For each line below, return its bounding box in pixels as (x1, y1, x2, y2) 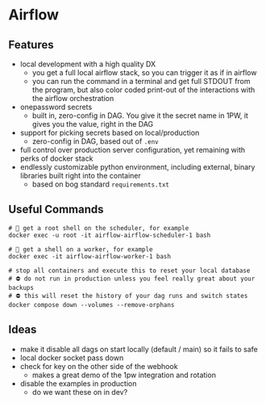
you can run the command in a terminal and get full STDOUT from (31, 77, 251, 86)
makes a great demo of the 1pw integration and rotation (31, 370, 216, 380)
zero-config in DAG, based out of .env (31, 136, 159, 146)
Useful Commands (8, 203, 104, 216)
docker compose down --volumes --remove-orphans (8, 300, 175, 309)
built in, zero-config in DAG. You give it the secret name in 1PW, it (31, 111, 248, 120)
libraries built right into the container (19, 171, 141, 180)
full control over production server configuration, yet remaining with (19, 145, 246, 154)
